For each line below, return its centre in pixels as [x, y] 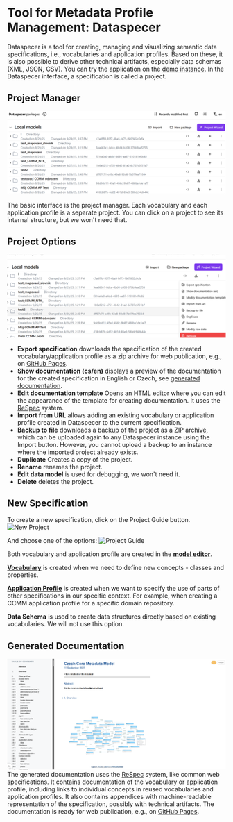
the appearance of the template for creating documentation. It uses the [119, 400]
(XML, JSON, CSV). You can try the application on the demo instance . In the [115, 69]
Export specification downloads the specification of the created [110, 349]
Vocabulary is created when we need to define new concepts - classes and [115, 568]
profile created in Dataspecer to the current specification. [99, 422]
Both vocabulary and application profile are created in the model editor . [110, 554]
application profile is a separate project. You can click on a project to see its [115, 212]
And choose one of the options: [52, 541]
